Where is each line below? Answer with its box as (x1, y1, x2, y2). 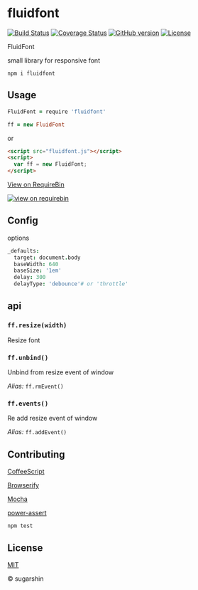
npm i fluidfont (7, 70, 55, 77)
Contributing (7, 448, 65, 460)
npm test (7, 522, 33, 530)
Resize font (7, 336, 40, 344)
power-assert (7, 509, 48, 517)
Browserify (7, 481, 40, 490)
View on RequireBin (7, 180, 65, 189)
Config (7, 215, 38, 227)
